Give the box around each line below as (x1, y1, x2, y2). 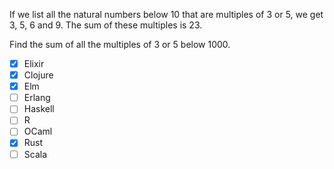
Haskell (23, 103, 55, 115)
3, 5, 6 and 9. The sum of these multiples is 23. (9, 19, 203, 31)
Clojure (23, 69, 54, 81)
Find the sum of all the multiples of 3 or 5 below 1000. (9, 39, 231, 50)
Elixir (23, 58, 45, 69)
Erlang (23, 92, 51, 104)
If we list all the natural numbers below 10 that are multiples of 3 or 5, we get (9, 9, 324, 20)
